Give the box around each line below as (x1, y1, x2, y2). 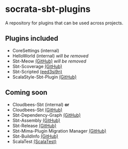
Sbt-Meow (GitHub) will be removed (12, 58, 87, 64)
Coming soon (5, 88, 48, 97)
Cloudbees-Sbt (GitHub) (12, 107, 63, 113)
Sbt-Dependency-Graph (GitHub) (12, 112, 81, 118)
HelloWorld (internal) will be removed (12, 53, 89, 59)
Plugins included (5, 34, 59, 43)
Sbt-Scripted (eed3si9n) (12, 69, 62, 74)
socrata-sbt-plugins (5, 3, 91, 15)
